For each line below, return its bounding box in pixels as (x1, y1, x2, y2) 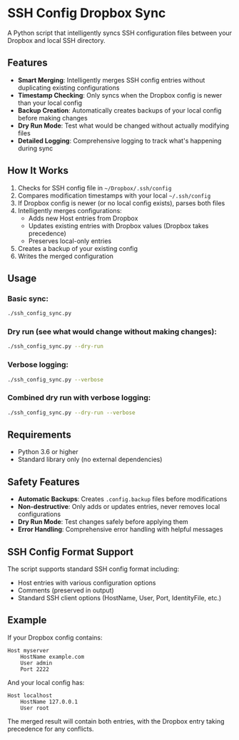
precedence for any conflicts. (7, 724, 94, 733)
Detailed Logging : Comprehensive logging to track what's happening (17, 136, 222, 145)
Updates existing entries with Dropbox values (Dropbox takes (28, 221, 209, 230)
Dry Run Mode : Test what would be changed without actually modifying (17, 121, 230, 130)
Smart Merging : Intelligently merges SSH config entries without (17, 76, 205, 84)
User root (20, 704, 50, 711)
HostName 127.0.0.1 (20, 698, 78, 705)
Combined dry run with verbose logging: (7, 393, 151, 403)
